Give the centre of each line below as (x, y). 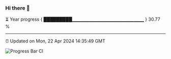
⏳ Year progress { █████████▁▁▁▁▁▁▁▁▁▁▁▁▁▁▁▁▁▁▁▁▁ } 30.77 (83, 19)
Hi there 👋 (18, 8)
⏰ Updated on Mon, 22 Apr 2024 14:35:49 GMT (55, 41)
